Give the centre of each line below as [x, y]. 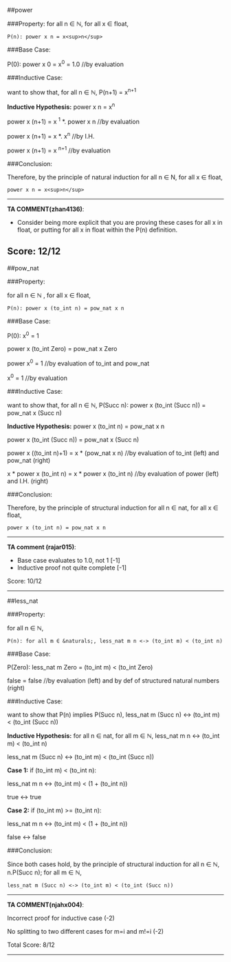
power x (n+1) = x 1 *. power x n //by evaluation [73, 121]
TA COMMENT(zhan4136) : [46, 209]
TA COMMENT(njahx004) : [46, 904]
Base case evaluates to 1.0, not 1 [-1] [68, 560]
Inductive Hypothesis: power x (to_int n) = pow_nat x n [86, 426]
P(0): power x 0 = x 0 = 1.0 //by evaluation [65, 63]
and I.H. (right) [28, 481]
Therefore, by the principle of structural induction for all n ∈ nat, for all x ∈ [113, 508]
